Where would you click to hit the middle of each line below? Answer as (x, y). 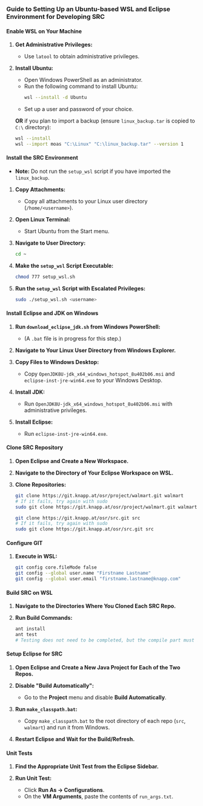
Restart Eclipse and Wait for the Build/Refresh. (75, 739)
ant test (26, 635)
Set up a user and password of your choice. (79, 109)
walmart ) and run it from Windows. (67, 728)
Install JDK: (30, 392)
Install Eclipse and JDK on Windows (52, 313)
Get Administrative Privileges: (54, 45)
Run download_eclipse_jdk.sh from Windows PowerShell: (88, 327)
